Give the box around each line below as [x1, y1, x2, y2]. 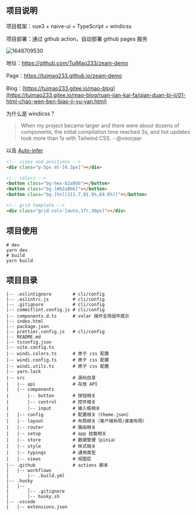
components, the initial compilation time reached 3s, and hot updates [20, 128, 191, 135]
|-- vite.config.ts [6, 345, 55, 351]
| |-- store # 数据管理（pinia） [6, 437, 118, 443]
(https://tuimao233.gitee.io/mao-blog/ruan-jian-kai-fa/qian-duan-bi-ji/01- [6, 91, 186, 98]
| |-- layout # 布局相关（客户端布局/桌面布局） [6, 418, 147, 424]
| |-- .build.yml [6, 473, 65, 479]
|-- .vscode [6, 499, 36, 505]
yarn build [6, 258, 33, 264]
